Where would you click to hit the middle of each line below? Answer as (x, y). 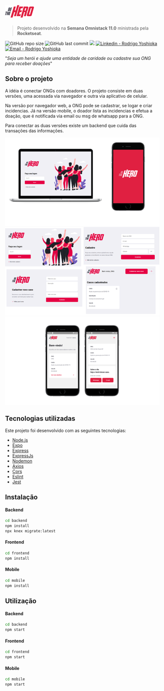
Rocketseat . (30, 33)
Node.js (20, 440)
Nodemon (22, 461)
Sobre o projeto (29, 79)
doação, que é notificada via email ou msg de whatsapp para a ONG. (75, 116)
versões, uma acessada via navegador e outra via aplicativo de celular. (76, 96)
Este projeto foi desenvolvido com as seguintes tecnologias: (66, 431)
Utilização (21, 601)
